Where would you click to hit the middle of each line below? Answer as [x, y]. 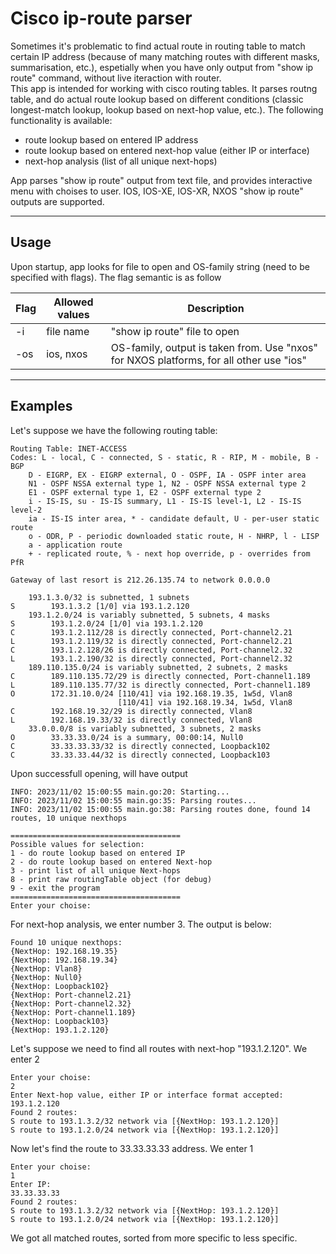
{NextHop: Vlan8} [46, 968]
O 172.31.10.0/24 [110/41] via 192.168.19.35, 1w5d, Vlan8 [151, 693]
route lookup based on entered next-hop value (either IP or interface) [167, 150]
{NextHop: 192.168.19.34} [64, 960]
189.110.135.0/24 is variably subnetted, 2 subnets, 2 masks [158, 667]
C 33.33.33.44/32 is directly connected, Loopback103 [140, 755]
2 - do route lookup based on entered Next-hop [111, 862]
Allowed [73, 302]
